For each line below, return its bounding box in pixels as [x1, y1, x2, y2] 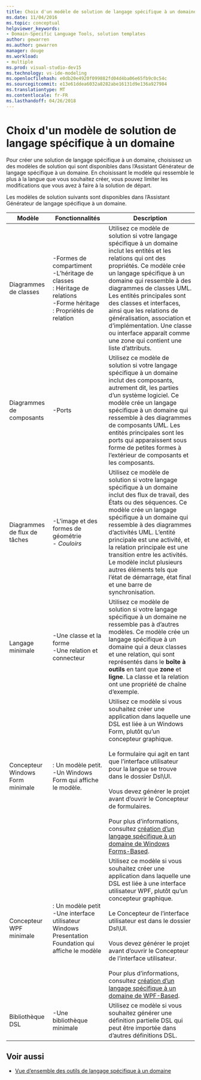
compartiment [53, 261, 93, 270]
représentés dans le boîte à [108, 657, 186, 665]
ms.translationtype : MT [6, 87, 66, 93]
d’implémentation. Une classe [108, 321, 192, 329]
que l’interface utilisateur [108, 757, 178, 766]
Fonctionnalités [54, 214, 100, 222]
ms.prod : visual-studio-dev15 [6, 64, 82, 71]
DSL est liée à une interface [108, 879, 186, 887]
